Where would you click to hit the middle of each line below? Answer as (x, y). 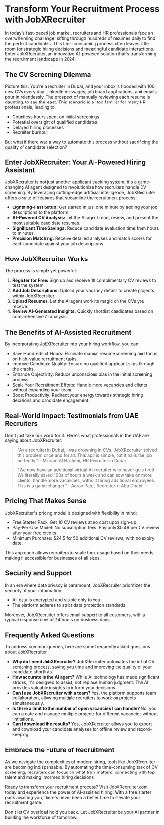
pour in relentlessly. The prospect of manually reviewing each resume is (78, 97)
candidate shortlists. (33, 672)
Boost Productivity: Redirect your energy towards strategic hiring (78, 395)
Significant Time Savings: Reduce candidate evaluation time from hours (85, 228)
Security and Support (39, 573)
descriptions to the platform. (41, 212)
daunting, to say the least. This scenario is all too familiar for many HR (75, 102)
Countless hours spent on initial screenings (56, 117)
